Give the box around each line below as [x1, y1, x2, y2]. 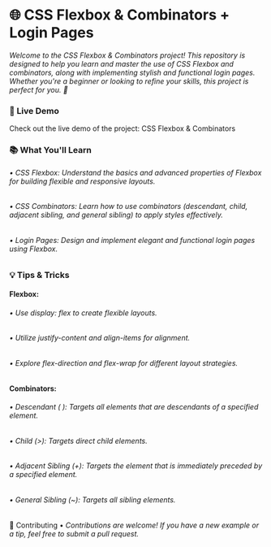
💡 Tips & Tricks [9, 269, 70, 280]
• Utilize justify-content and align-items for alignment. [9, 333, 191, 343]
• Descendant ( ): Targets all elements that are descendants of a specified [9, 402, 259, 412]
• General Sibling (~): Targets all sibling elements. [9, 495, 176, 505]
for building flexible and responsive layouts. [9, 176, 156, 186]
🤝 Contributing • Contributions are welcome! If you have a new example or [9, 520, 259, 530]
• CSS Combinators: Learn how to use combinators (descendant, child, [9, 202, 248, 211]
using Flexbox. [9, 244, 58, 254]
